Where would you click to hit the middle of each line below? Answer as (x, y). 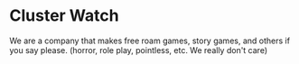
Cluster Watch (64, 16)
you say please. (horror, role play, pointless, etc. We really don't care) (139, 50)
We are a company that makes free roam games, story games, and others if (150, 41)
